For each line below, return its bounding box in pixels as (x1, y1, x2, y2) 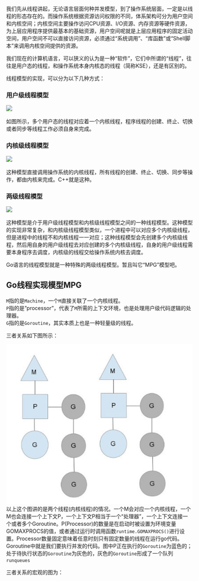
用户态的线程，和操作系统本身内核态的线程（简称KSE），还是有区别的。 (16, 62, 190, 69)
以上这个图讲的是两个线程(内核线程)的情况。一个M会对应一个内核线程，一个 (6, 505, 191, 512)
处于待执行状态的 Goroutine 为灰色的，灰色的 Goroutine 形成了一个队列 (6, 550, 174, 557)
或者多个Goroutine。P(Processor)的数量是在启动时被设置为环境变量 (11, 520, 176, 527)
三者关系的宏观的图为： (6, 569, 63, 576)
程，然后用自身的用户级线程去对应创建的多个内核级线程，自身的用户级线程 (6, 241, 188, 248)
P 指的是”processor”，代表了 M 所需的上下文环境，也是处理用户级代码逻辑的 (6, 304, 187, 311)
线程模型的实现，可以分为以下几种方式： (6, 75, 105, 82)
